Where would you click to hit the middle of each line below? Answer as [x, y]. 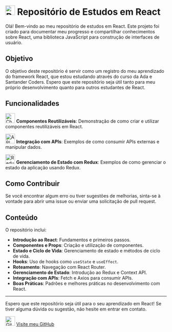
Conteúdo [21, 217]
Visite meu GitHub [35, 324]
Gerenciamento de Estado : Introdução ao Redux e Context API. [80, 272]
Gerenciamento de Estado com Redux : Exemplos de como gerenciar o [91, 162]
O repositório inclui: [26, 230]
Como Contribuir [33, 183]
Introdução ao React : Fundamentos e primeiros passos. [72, 240]
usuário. [14, 42]
